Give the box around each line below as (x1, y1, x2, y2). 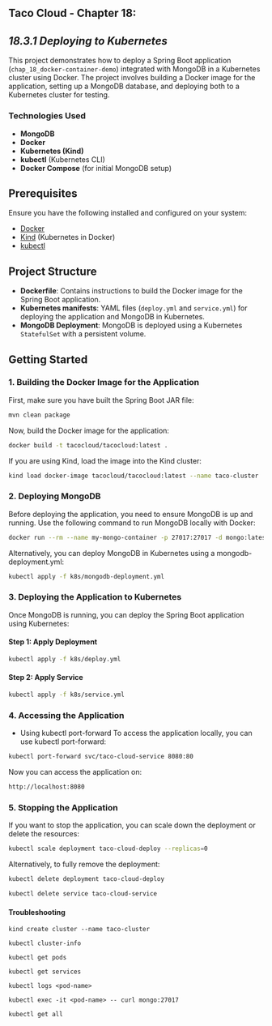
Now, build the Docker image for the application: (8, 425, 170, 435)
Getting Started (8, 353, 88, 366)
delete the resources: (8, 829, 79, 839)
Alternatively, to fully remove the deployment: (8, 859, 160, 870)
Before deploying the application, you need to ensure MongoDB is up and (8, 509, 253, 519)
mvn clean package (8, 411, 70, 419)
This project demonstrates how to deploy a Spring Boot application (8, 56, 232, 66)
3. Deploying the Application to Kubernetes (8, 592, 182, 603)
